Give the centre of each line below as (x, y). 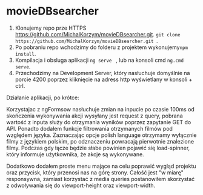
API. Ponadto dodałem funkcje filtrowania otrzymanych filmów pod (89, 128)
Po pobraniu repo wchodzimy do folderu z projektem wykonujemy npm (101, 47)
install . (25, 53)
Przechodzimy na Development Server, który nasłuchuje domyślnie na (102, 73)
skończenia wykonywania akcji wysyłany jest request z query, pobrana (95, 116)
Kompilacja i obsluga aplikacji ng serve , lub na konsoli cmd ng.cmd (99, 60)
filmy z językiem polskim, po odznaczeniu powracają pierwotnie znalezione (100, 141)
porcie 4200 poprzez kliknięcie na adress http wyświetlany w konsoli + (104, 79)
